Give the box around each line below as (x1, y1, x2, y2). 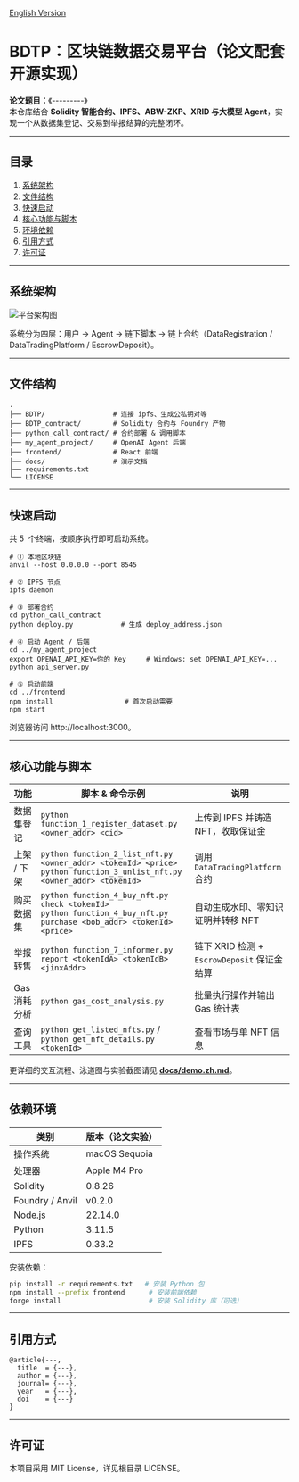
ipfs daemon (9, 586, 53, 595)
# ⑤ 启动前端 (9, 680, 54, 689)
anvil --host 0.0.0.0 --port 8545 (9, 561, 138, 570)
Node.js (13, 1209, 46, 1221)
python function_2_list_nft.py (40, 849, 174, 859)
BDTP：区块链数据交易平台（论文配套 (9, 42, 285, 62)
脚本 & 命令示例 (81, 787, 146, 800)
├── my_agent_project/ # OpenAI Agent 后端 (9, 438, 187, 447)
